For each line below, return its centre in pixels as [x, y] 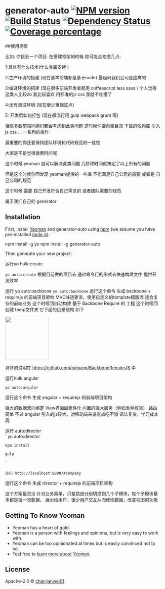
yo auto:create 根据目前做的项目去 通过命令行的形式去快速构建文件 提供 [79, 274]
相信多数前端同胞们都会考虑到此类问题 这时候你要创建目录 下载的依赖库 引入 [83, 126]
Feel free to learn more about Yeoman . [51, 554]
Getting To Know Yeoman [45, 515]
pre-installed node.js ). [28, 234]
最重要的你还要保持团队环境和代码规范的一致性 [53, 142]
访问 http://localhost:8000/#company [43, 473]
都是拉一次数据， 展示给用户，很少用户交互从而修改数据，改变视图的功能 [83, 499]
